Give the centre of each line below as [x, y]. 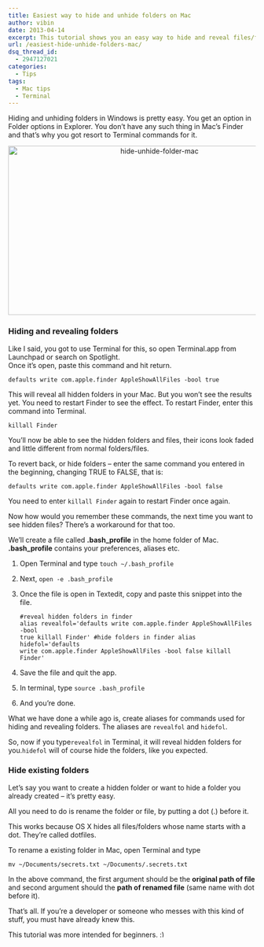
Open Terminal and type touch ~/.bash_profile [97, 563]
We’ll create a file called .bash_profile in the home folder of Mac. [114, 540]
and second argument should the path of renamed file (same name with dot [132, 887]
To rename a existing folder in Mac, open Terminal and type [104, 849]
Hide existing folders [49, 770]
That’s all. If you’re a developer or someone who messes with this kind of [126, 911]
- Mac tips [33, 88]
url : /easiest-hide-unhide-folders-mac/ [75, 45]
